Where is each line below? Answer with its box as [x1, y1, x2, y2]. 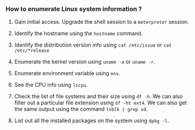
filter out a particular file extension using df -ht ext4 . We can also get [14, 99, 187, 106]
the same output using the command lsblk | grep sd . [14, 106, 148, 113]
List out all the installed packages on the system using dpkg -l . [14, 117, 169, 124]
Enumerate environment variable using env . [14, 70, 120, 77]
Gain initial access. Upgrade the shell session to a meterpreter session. [14, 18, 189, 26]
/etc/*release [14, 48, 49, 54]
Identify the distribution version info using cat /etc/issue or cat [14, 41, 172, 49]
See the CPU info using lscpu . [14, 81, 88, 88]
